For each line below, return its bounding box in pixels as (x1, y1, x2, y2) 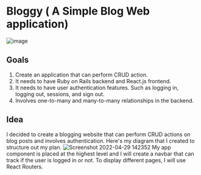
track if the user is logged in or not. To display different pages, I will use (6, 156, 186, 163)
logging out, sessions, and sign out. (15, 90, 105, 98)
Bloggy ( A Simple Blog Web (6, 4, 150, 18)
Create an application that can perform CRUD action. (15, 71, 148, 78)
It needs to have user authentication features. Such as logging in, (15, 84, 179, 91)
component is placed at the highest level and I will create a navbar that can (6, 150, 194, 157)
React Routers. (6, 163, 44, 170)
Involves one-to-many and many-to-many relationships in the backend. (15, 97, 194, 104)
